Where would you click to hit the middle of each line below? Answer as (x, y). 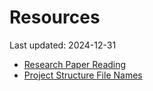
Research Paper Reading (75, 64)
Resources (55, 17)
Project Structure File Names (83, 75)
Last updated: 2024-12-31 (63, 45)
